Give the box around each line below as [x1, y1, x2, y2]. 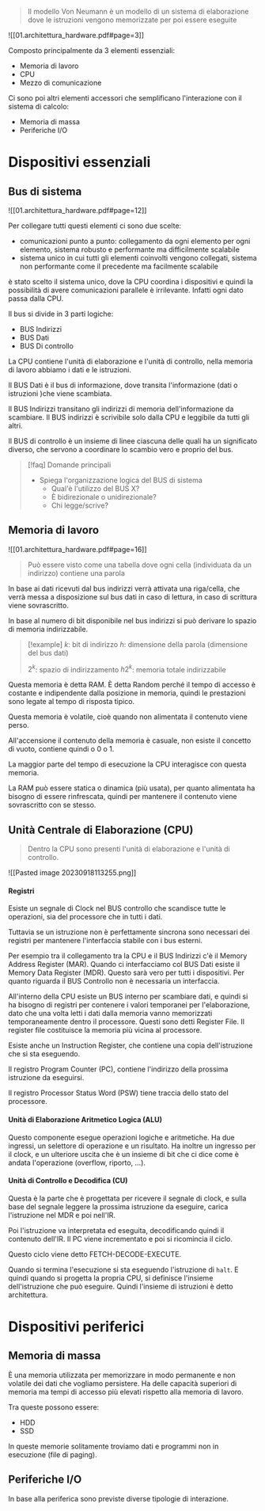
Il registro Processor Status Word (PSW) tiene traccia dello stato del [8, 1088, 229, 1098]
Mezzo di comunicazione [19, 78, 102, 87]
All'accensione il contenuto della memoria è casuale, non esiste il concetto [8, 736, 252, 745]
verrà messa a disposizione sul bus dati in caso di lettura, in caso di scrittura [8, 592, 257, 601]
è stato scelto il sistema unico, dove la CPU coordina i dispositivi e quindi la [8, 277, 253, 286]
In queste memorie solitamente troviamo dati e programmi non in [8, 1441, 219, 1451]
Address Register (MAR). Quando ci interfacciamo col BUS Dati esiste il [8, 960, 240, 969]
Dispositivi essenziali [8, 154, 151, 171]
